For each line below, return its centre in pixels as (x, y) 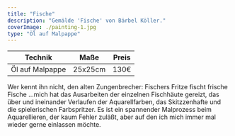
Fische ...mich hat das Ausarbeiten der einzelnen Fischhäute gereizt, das (113, 95)
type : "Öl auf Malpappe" (44, 34)
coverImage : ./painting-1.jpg (52, 27)
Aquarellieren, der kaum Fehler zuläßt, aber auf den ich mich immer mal (111, 117)
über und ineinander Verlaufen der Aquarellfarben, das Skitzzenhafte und (114, 102)
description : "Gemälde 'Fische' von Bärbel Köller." (87, 21)
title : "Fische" (31, 14)
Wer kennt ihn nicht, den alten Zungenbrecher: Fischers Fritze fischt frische (117, 87)
